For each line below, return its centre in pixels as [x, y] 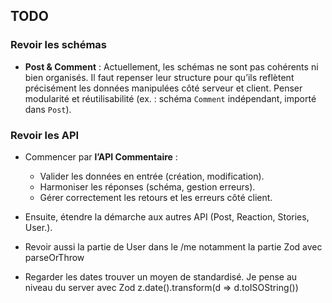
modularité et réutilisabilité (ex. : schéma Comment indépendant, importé [170, 98]
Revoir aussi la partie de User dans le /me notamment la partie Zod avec [173, 246]
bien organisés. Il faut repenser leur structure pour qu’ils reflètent [159, 77]
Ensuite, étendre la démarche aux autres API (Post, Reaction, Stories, [167, 216]
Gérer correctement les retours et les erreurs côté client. [156, 197]
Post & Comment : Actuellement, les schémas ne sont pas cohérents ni [171, 66]
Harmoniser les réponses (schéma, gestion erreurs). [147, 186]
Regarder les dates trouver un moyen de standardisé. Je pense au [161, 276]
